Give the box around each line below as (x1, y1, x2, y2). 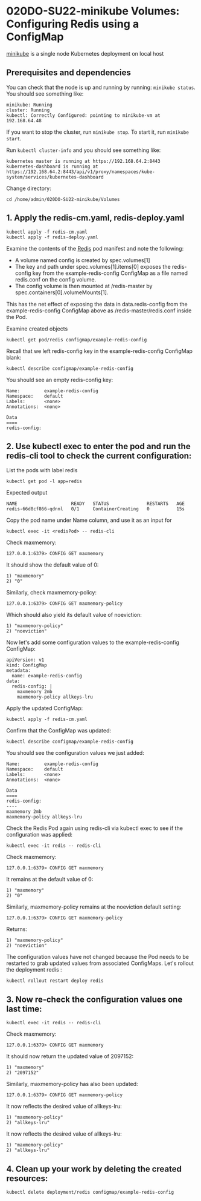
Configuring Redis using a (6, 17, 139, 31)
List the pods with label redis (6, 467, 78, 474)
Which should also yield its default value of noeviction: (6, 611, 142, 619)
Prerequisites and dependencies (6, 68, 132, 78)
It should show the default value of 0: (6, 561, 99, 568)
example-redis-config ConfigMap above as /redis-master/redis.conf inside (6, 307, 192, 314)
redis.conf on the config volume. (14, 275, 97, 283)
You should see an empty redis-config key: (6, 376, 113, 383)
